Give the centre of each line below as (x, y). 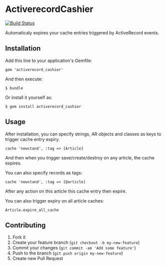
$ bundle (14, 88)
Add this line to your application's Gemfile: (49, 60)
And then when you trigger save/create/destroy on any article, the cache (80, 157)
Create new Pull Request (38, 258)
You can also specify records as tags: (44, 172)
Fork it (19, 237)
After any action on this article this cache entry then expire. (66, 191)
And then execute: (24, 79)
